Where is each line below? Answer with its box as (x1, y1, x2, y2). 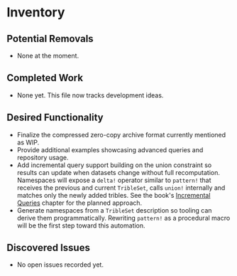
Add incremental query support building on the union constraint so (16, 161, 212, 169)
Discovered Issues (6, 242, 90, 254)
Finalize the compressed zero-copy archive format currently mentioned (16, 130, 226, 139)
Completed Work (6, 72, 83, 84)
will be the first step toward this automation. (16, 221, 146, 230)
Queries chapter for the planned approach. (16, 198, 143, 207)
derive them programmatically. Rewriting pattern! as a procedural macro (16, 213, 231, 222)
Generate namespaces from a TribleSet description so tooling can (16, 206, 212, 214)
